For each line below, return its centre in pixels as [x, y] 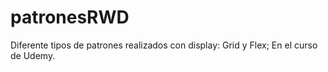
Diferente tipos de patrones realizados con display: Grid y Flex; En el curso [164, 45]
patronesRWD [70, 17]
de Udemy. [33, 55]
